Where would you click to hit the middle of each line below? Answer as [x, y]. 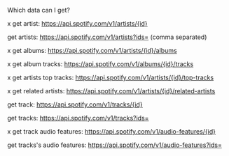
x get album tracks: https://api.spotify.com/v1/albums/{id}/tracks [100, 64]
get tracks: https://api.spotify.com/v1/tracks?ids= [78, 118]
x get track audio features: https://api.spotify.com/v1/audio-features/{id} [111, 131]
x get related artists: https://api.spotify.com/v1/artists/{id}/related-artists [111, 91]
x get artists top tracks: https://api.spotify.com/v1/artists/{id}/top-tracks [111, 77]
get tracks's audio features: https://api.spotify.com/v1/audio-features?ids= [114, 145]
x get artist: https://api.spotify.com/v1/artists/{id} [78, 23]
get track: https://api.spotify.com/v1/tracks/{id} [75, 104]
